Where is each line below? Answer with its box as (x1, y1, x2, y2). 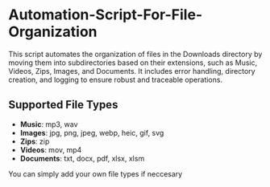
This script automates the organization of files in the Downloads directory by (8, 49, 263, 59)
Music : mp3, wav (19, 119, 78, 129)
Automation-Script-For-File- (8, 6, 203, 24)
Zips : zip (19, 136, 50, 146)
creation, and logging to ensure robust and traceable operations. (8, 75, 223, 84)
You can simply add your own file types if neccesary (8, 169, 183, 178)
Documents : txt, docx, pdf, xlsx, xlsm (19, 153, 145, 163)
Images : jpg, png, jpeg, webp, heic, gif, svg (19, 128, 164, 137)
